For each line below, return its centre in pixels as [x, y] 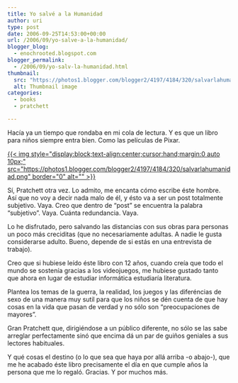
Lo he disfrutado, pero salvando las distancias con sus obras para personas [118, 226]
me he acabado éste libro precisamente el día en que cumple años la [108, 364]
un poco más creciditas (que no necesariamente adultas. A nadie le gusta [115, 234]
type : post [23, 27]
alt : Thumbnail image [46, 87]
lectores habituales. [36, 343]
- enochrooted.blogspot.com [55, 54]
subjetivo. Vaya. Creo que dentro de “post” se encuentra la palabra [105, 205]
